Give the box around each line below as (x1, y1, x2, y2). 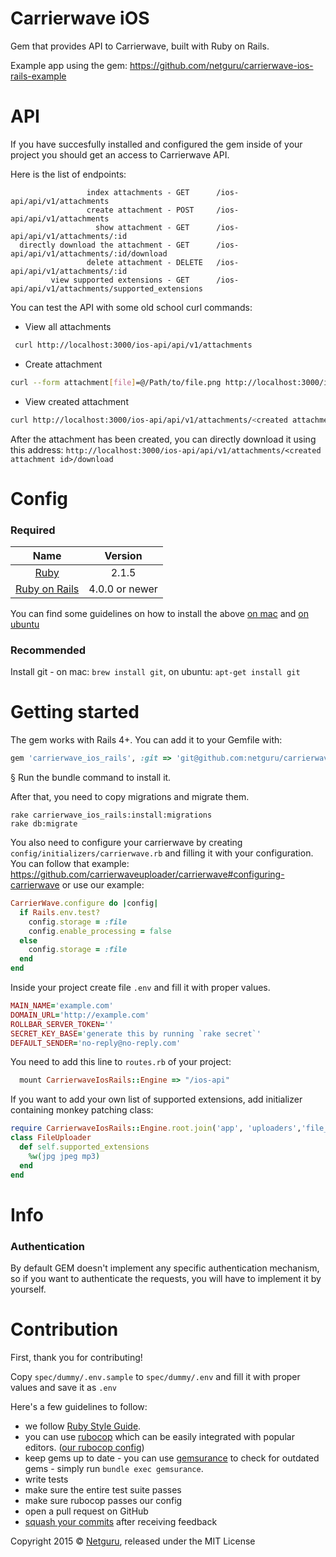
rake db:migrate (10, 819, 78, 829)
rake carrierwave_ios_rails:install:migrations (10, 810, 213, 821)
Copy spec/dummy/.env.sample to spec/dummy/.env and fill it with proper (10, 1371, 301, 1383)
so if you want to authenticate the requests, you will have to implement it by (10, 1273, 322, 1285)
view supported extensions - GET (50, 275, 190, 285)
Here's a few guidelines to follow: (10, 1401, 148, 1413)
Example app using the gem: (10, 59, 128, 71)
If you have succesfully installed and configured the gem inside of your (10, 138, 303, 150)
